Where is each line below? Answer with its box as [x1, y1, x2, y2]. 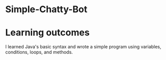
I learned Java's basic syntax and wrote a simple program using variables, [5, 44, 162, 50]
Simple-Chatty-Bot [5, 4, 88, 15]
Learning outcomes [5, 27, 90, 39]
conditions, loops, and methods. [5, 49, 73, 55]
